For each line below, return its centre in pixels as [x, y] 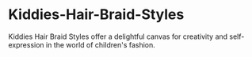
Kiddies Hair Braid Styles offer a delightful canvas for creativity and [118, 36]
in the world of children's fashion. [101, 44]
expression [27, 44]
